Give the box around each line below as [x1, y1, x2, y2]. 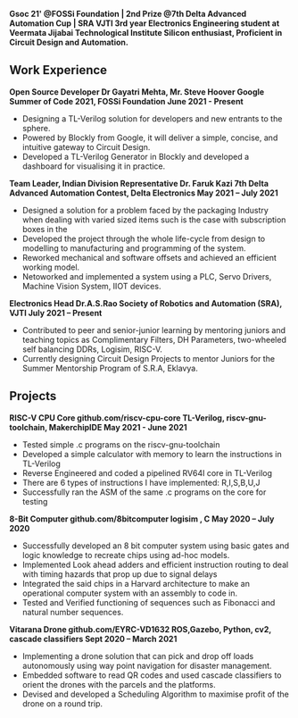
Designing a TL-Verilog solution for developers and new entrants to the [21, 113, 283, 124]
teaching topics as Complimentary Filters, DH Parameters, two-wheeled [21, 334, 287, 345]
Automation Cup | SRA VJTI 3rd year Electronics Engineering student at [9, 18, 280, 29]
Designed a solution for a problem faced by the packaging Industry [21, 205, 269, 215]
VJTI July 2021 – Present [9, 307, 103, 318]
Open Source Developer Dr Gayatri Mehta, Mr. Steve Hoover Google [9, 86, 265, 97]
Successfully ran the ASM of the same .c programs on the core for [21, 487, 267, 497]
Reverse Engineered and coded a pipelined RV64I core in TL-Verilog [21, 467, 273, 478]
